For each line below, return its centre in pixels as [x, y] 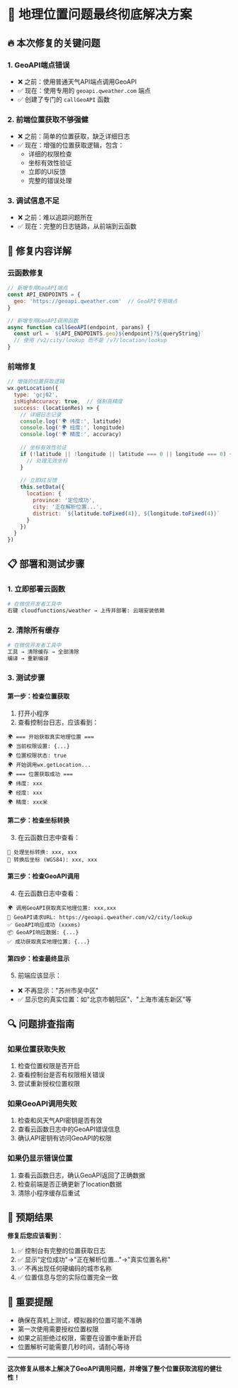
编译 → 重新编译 [28, 658]
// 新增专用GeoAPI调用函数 [43, 321]
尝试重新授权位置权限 [49, 1083]
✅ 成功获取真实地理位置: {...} [49, 942]
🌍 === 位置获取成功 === [40, 774]
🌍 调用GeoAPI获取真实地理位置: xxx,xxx [62, 909]
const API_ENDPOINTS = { [44, 295]
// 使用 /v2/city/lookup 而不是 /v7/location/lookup [91, 340]
